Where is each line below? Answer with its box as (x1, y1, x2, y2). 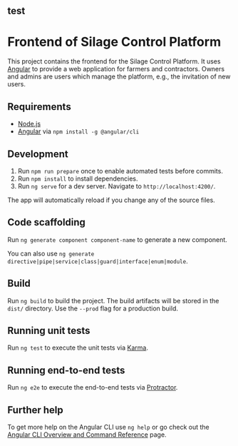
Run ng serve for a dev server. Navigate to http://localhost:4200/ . (17, 181, 216, 191)
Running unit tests (7, 324, 90, 337)
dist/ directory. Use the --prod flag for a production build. (7, 304, 178, 313)
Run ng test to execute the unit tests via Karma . (7, 343, 148, 352)
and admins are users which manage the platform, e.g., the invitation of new (7, 72, 231, 81)
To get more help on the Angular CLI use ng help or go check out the (7, 423, 209, 432)
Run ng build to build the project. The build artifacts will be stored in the (7, 296, 219, 305)
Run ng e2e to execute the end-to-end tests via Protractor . (7, 383, 178, 392)
